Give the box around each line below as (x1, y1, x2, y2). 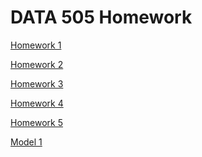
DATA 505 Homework (10, 6, 193, 29)
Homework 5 (10, 116, 63, 128)
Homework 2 (10, 58, 64, 70)
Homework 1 (10, 39, 62, 51)
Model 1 (10, 136, 43, 148)
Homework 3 (10, 77, 64, 90)
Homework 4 (10, 97, 64, 109)
